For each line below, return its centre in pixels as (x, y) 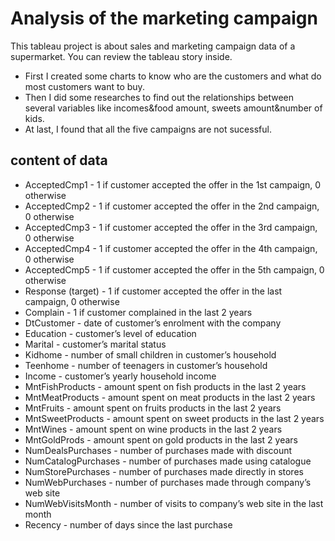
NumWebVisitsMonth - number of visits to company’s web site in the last (174, 503)
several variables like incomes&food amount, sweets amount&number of (173, 108)
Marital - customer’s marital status (95, 344)
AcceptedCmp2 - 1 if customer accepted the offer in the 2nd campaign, (172, 206)
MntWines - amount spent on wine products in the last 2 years (153, 429)
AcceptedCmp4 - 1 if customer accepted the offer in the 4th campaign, (171, 248)
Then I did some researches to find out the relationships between (159, 97)
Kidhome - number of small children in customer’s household (150, 354)
